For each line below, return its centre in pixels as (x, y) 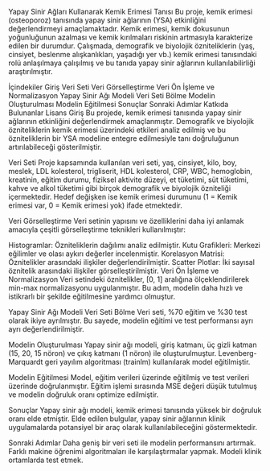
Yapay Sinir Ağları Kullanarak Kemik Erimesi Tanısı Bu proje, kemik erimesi (131, 12)
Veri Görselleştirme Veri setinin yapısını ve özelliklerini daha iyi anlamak (126, 221)
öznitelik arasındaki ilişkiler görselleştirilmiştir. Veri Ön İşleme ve (114, 271)
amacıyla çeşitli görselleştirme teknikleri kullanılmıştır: (97, 229)
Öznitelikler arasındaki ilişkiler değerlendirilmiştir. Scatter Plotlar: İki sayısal (132, 262)
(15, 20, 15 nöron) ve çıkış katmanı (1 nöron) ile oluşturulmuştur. (112, 353)
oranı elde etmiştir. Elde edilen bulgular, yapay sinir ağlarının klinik (117, 419)
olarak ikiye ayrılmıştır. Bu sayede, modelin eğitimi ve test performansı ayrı (131, 320)
